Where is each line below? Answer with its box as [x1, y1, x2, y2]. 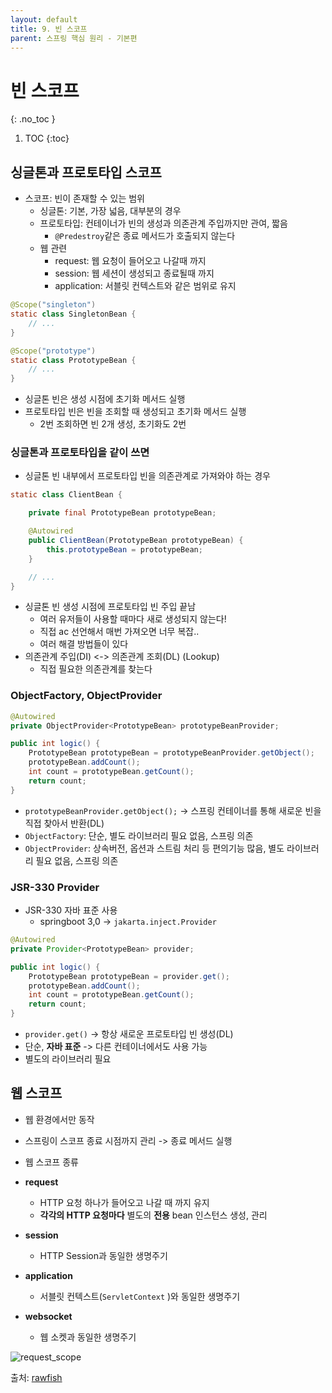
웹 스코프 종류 [24, 1156, 79, 1168]
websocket [24, 1310, 73, 1322]
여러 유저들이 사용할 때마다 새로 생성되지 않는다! [39, 613, 227, 625]
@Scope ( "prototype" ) [10, 346, 97, 356]
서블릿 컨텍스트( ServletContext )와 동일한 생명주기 [39, 1290, 241, 1302]
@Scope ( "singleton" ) [10, 300, 97, 310]
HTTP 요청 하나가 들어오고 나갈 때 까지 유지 [39, 1196, 210, 1208]
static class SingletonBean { [10, 309, 137, 319]
